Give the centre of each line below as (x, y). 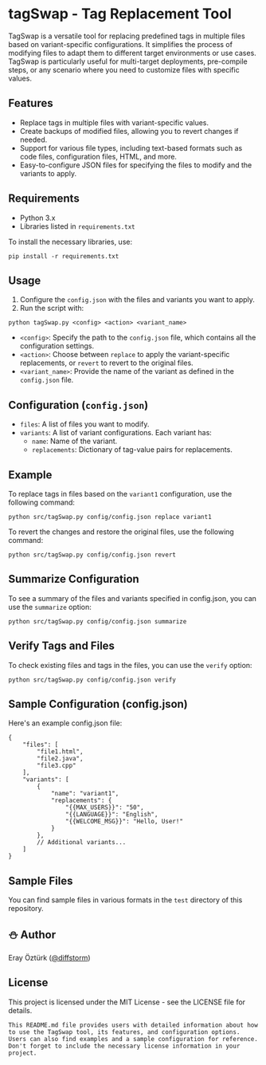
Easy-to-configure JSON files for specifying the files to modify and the (136, 165)
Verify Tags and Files (62, 646)
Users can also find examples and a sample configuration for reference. (133, 1039)
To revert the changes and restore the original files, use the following (121, 532)
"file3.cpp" (57, 766)
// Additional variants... (82, 843)
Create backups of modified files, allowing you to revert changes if (129, 131)
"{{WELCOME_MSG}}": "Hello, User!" (124, 822)
